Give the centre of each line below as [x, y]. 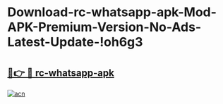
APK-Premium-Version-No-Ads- [104, 27]
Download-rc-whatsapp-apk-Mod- [112, 12]
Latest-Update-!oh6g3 [75, 42]
